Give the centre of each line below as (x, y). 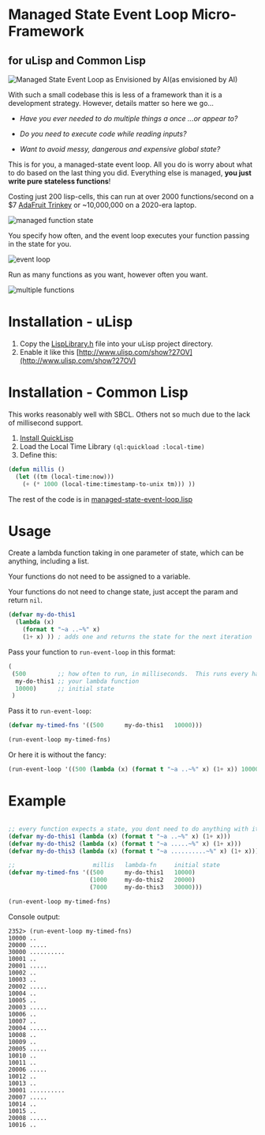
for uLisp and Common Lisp (77, 60)
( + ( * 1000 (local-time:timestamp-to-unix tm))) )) (109, 484)
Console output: (34, 916)
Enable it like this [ (49, 352)
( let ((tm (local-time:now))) (65, 477)
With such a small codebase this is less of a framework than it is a (115, 95)
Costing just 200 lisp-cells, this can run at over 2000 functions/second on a (131, 196)
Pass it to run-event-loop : (50, 711)
